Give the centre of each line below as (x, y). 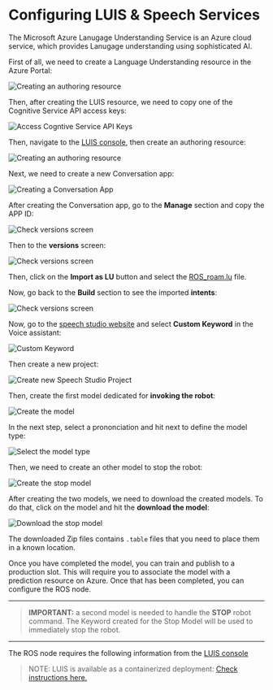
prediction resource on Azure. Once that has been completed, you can (126, 580)
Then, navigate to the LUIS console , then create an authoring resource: (127, 142)
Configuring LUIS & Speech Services (134, 15)
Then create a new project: (54, 364)
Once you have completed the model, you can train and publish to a (122, 563)
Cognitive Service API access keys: (68, 111)
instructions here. (58, 677)
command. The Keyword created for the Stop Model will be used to (141, 621)
